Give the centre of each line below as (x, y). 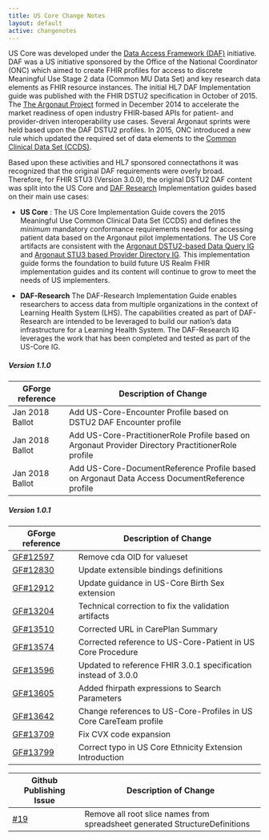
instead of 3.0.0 (108, 676)
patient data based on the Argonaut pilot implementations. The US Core (138, 238)
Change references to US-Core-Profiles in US (165, 712)
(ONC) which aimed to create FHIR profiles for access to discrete (115, 71)
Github (44, 781)
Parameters (100, 698)
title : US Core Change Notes (57, 16)
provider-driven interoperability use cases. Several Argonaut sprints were (129, 122)
